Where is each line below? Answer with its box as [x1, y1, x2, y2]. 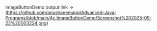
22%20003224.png [5, 20, 47, 26]
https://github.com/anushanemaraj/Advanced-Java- [7, 9, 117, 15]
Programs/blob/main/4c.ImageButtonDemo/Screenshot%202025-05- [5, 15, 152, 20]
